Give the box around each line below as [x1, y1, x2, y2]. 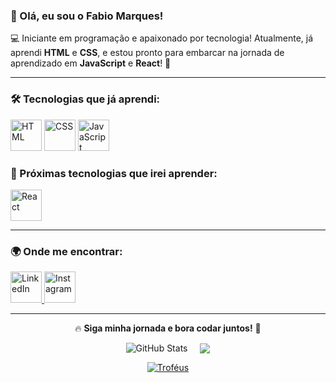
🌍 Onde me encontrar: [10, 244, 123, 258]
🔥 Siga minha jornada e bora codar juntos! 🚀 [74, 322, 262, 334]
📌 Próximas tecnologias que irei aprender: [10, 166, 218, 180]
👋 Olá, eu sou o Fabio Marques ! [10, 9, 164, 23]
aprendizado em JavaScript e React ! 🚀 [10, 57, 172, 69]
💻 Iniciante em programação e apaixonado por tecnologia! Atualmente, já [10, 32, 314, 44]
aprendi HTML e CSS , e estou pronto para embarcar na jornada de [10, 47, 285, 59]
